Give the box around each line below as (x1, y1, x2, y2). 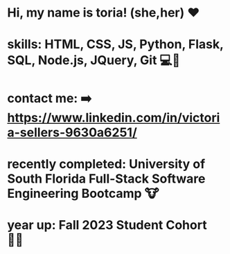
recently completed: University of (7, 156, 206, 172)
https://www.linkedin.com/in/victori (7, 109, 220, 125)
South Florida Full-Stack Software (7, 171, 206, 186)
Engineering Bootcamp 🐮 (7, 185, 159, 201)
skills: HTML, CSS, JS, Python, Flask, (7, 37, 224, 53)
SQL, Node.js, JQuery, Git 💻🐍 (7, 53, 181, 69)
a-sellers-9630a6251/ (7, 125, 137, 140)
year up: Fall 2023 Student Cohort (7, 217, 207, 233)
